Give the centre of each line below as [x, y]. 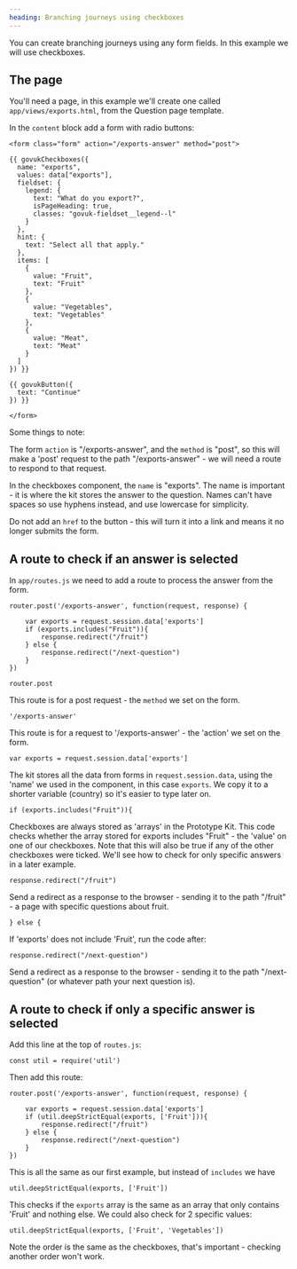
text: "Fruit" [59, 284]
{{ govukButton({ [41, 385]
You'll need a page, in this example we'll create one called [115, 101]
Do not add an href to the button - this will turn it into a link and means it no [147, 522]
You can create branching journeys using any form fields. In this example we [149, 43]
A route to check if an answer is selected [124, 559]
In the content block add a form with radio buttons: [102, 128]
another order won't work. [57, 1257]
